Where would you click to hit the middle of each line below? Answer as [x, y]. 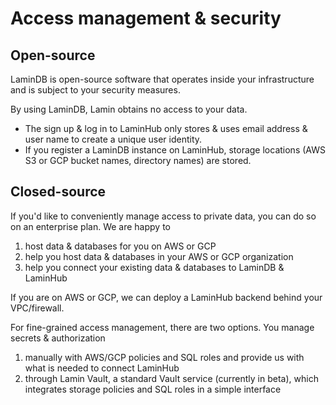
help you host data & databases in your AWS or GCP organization [159, 256]
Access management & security [146, 18]
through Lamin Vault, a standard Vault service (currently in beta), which [171, 378]
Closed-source [58, 192]
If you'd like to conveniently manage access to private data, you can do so [163, 216]
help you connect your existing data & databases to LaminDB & [154, 267]
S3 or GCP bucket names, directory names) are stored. [138, 160]
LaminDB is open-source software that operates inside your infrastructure [162, 79]
